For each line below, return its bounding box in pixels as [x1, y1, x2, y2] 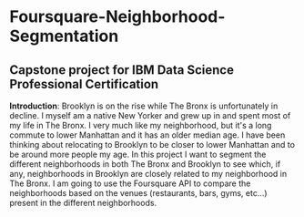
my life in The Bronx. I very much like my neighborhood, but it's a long [9, 120, 272, 130]
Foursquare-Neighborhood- [9, 6, 226, 27]
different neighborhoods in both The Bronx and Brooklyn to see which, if [9, 159, 281, 170]
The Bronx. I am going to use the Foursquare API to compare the [9, 178, 251, 189]
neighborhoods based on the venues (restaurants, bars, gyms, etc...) [9, 188, 268, 198]
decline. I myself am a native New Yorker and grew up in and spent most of [9, 110, 291, 120]
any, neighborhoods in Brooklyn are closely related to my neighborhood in [9, 169, 288, 179]
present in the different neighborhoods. [9, 198, 157, 208]
